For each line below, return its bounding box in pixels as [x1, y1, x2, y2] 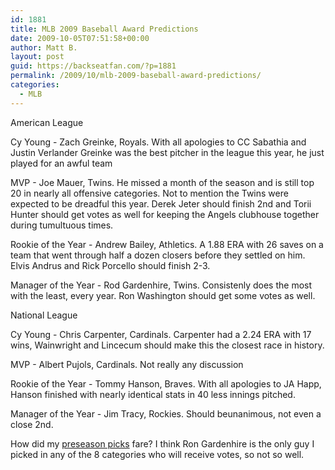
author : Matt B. [10, 42, 78, 53]
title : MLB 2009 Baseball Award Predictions [10, 24, 199, 34]
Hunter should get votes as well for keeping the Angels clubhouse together [10, 208, 320, 220]
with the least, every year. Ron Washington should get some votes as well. [10, 289, 316, 301]
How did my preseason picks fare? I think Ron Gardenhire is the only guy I [10, 437, 315, 450]
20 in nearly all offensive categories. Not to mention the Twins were [10, 187, 289, 199]
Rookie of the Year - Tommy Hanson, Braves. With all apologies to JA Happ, [10, 377, 322, 390]
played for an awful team [10, 157, 113, 169]
